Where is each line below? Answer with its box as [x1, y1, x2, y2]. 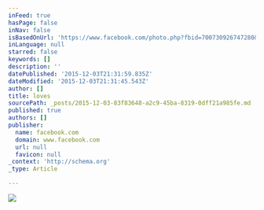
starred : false [8, 48, 58, 56]
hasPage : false [8, 19, 58, 27]
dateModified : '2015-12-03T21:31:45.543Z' [8, 77, 149, 85]
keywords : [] [8, 56, 51, 64]
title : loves [8, 92, 51, 100]
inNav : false [8, 26, 51, 34]
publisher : [8, 121, 44, 129]
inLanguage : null [8, 41, 65, 49]
